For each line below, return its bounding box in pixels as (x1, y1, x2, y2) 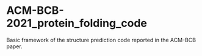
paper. (6, 43, 23, 50)
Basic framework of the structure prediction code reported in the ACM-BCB (6, 36, 197, 43)
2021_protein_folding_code (6, 16, 148, 30)
